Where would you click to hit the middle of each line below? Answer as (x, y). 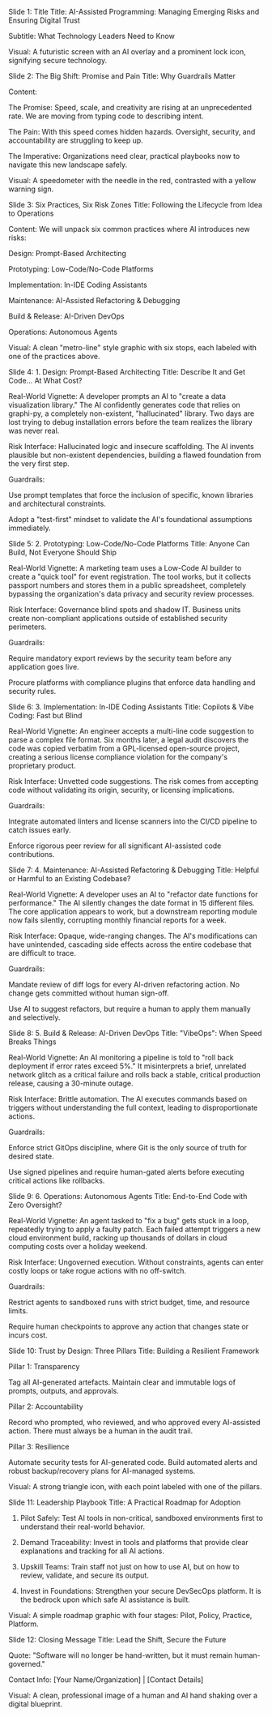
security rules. (32, 691)
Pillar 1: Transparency (44, 1366)
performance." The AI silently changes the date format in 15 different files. (132, 903)
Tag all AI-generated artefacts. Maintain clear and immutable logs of (122, 1382)
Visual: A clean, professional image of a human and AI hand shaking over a (133, 1695)
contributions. (32, 854)
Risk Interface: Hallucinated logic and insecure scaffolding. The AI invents (131, 446)
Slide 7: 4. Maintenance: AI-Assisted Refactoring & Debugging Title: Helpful (134, 870)
